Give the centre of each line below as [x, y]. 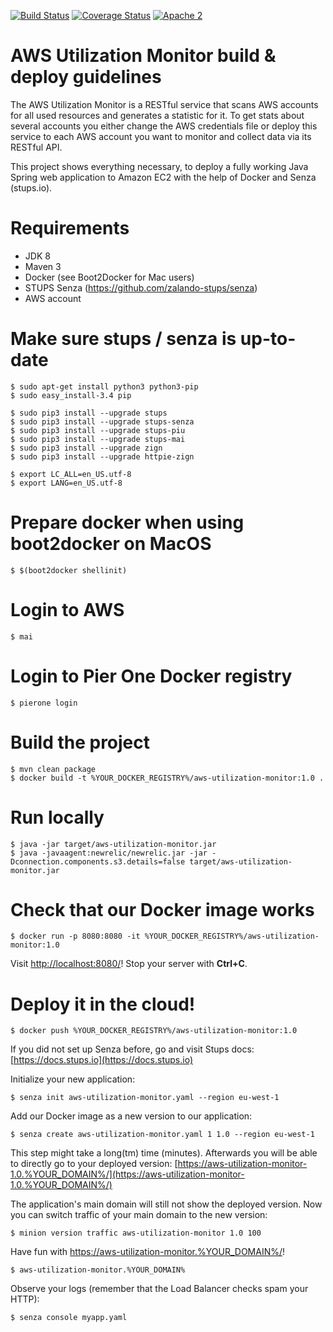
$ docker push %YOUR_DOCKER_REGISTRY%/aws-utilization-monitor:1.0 [154, 1031]
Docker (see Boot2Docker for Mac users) [109, 277]
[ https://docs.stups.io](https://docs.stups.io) [101, 1060]
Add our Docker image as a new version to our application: [131, 1116]
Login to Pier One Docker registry [151, 676]
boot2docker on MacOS [111, 544]
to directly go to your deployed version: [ [94, 1164]
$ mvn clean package [53, 769]
